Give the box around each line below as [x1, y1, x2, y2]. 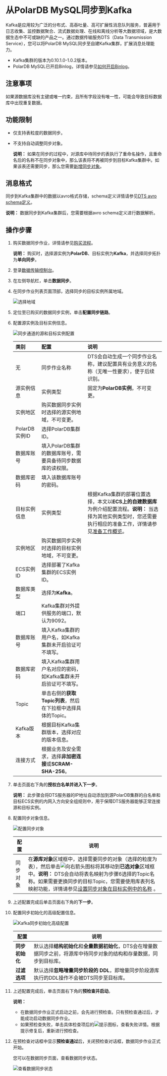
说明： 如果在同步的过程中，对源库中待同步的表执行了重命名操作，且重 [12, 151, 158, 157]
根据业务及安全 [41, 746, 76, 753]
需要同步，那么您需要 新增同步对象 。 [30, 163, 105, 169]
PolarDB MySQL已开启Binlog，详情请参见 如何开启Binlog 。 [12, 63, 132, 69]
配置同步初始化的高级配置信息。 [12, 910, 78, 916]
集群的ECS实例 [41, 569, 76, 576]
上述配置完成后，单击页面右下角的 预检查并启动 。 [12, 988, 113, 994]
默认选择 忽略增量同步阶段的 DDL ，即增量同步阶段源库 [33, 967, 160, 974]
